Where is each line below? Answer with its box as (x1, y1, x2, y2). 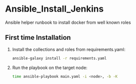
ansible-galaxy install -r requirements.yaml (12, 56, 107, 61)
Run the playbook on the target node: (12, 65, 88, 70)
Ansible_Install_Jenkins (5, 3, 104, 15)
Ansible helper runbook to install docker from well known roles (5, 19, 131, 25)
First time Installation (5, 34, 71, 42)
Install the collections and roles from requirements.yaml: (12, 46, 126, 52)
